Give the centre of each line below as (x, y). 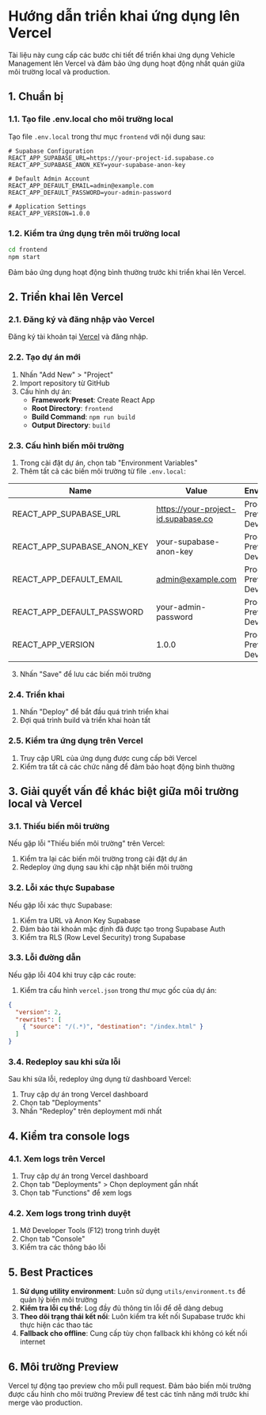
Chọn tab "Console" (52, 1239)
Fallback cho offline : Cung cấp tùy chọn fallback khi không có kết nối (133, 1333)
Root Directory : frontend (72, 408)
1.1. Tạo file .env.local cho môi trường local (91, 120)
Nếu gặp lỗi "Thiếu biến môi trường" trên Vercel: (87, 843)
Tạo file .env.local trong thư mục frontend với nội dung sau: (107, 136)
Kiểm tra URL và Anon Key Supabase (80, 920)
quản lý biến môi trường (58, 1300)
